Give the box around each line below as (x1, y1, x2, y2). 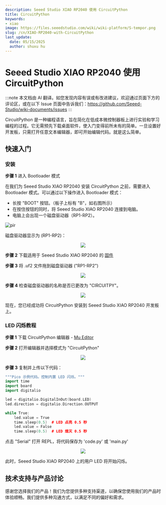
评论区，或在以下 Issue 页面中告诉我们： (5, 101, 88, 107)
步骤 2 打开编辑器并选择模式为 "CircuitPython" (5, 344, 100, 351)
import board (5, 383, 32, 388)
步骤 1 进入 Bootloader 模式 (5, 173, 60, 179)
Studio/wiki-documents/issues (5, 106, 68, 112)
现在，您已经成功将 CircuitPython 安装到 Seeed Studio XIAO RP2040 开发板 (5, 302, 159, 308)
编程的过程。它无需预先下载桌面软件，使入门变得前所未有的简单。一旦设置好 (5, 123, 161, 128)
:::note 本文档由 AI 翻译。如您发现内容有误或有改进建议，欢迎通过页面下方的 (5, 94, 160, 100)
